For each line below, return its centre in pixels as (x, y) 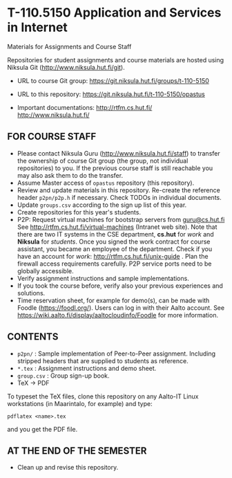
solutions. (31, 293)
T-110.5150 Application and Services (114, 13)
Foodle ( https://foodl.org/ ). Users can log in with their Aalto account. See (121, 307)
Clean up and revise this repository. (68, 468)
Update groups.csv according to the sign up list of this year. (102, 205)
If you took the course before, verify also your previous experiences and (120, 286)
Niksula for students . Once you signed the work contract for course (114, 241)
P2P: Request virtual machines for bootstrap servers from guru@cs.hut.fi (121, 219)
